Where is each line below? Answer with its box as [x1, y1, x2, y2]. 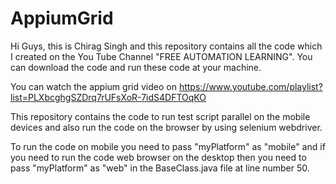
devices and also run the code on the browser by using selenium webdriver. [10, 121, 323, 133]
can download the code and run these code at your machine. [10, 61, 262, 73]
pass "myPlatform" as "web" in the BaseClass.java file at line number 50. [10, 162, 310, 174]
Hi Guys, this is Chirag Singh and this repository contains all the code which [10, 40, 323, 52]
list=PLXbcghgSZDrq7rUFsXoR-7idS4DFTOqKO [10, 91, 207, 103]
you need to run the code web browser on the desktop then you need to [10, 151, 307, 163]
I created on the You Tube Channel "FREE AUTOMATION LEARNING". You [10, 50, 313, 62]
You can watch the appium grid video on [10, 80, 177, 92]
